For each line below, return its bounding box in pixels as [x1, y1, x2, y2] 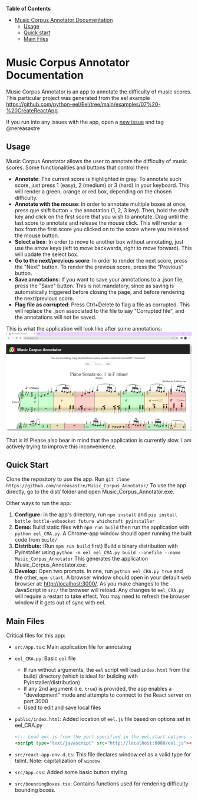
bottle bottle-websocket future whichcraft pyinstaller [14, 519, 155, 525]
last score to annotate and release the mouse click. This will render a [14, 219, 182, 227]
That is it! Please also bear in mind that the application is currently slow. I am [6, 436, 192, 444]
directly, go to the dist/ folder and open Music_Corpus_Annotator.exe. [6, 488, 175, 496]
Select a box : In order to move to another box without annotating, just [14, 238, 184, 245]
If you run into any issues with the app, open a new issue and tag [6, 118, 164, 125]
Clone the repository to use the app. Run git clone [6, 475, 130, 483]
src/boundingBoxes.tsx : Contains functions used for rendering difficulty [14, 780, 189, 787]
